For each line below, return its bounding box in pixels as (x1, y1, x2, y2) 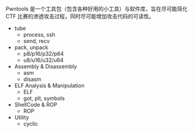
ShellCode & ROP (14, 101, 58, 108)
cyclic (23, 120, 38, 127)
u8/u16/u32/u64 (23, 56, 64, 64)
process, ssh (23, 31, 55, 38)
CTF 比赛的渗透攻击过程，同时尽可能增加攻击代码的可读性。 (5, 13, 154, 20)
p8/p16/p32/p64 (23, 50, 64, 57)
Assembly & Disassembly (14, 63, 77, 70)
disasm (23, 75, 41, 83)
